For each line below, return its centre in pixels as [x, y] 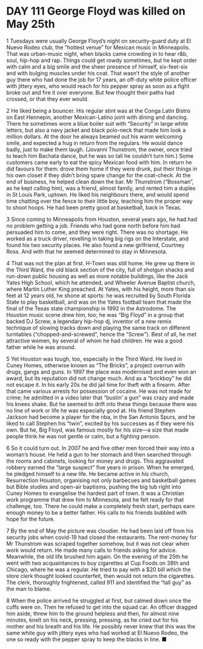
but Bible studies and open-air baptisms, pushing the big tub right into [94, 486]
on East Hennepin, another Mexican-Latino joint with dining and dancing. [97, 117]
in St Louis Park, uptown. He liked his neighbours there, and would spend [98, 194]
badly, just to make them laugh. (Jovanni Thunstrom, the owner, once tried [99, 149]
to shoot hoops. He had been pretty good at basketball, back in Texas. [94, 207]
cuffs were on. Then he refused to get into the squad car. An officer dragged [102, 607]
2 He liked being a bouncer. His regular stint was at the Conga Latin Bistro [98, 110]
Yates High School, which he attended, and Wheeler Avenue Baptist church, [101, 282]
